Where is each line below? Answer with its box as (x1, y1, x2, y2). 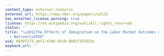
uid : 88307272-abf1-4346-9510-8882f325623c (5, 39, 95, 44)
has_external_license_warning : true (5, 16, 80, 21)
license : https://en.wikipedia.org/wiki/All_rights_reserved (5, 20, 132, 26)
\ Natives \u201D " (9, 35, 45, 39)
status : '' (5, 25, 27, 30)
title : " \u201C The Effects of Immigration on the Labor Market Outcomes (5, 30, 156, 35)
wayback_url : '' (5, 43, 38, 48)
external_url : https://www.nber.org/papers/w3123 (5, 12, 108, 17)
